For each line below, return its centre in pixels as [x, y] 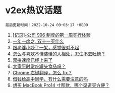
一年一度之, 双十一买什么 [38, 41]
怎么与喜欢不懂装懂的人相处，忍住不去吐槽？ [59, 54]
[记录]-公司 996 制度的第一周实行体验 [51, 35]
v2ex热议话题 [34, 10]
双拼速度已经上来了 [33, 60]
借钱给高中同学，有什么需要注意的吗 [50, 79]
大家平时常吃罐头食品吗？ [39, 66]
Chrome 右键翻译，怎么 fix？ [42, 72]
